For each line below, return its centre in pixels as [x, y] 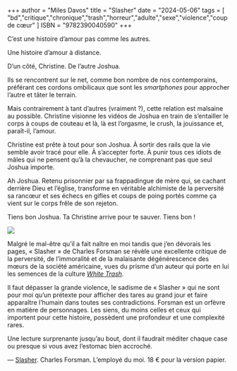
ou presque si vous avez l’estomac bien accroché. [80, 346]
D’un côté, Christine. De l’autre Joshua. [64, 66]
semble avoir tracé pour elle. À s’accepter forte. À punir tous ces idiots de [114, 152]
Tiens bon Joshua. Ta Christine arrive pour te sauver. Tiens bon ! [102, 217]
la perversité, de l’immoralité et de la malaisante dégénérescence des [108, 259]
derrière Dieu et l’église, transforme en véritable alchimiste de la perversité [116, 188]
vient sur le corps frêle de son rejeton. [63, 203]
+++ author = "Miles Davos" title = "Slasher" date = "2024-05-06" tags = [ [116, 10]
